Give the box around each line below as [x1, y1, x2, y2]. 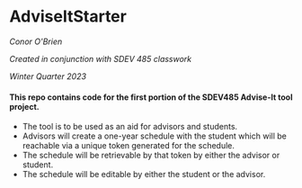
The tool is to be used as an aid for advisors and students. [22, 121, 238, 132]
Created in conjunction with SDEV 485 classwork [9, 53, 192, 64]
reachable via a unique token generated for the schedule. [22, 140, 235, 151]
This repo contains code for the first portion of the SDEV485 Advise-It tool [9, 92, 293, 103]
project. [9, 101, 40, 112]
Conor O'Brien [9, 36, 63, 47]
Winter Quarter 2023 [9, 70, 87, 82]
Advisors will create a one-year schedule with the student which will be [22, 130, 288, 141]
